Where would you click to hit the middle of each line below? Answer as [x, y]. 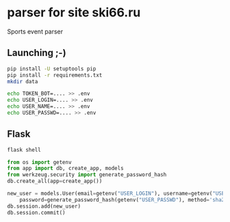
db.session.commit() [37, 212]
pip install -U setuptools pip [52, 69]
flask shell [24, 150]
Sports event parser [35, 31]
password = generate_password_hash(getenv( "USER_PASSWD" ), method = [115, 199]
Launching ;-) [37, 53]
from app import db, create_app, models [66, 169]
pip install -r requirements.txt [55, 75]
